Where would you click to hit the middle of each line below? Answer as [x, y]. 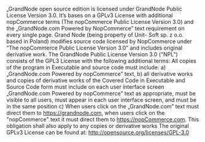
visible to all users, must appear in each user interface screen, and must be [102, 100]
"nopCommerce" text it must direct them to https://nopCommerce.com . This [103, 119]
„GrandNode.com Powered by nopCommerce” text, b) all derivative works [100, 74]
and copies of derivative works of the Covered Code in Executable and [96, 80]
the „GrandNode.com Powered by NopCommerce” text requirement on [96, 28]
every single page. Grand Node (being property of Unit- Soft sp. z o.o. [95, 35]
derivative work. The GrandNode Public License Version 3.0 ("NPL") [92, 54]
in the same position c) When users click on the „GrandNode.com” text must [103, 106]
